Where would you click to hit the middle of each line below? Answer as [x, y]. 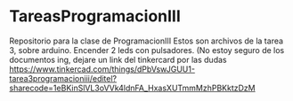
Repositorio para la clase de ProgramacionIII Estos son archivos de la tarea [146, 41]
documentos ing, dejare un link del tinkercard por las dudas [118, 59]
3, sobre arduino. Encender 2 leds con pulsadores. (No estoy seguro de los [147, 50]
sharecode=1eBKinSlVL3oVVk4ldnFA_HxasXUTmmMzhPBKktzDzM [132, 88]
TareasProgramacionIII [95, 16]
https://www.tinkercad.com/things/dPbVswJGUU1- [102, 69]
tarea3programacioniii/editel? [63, 78]
